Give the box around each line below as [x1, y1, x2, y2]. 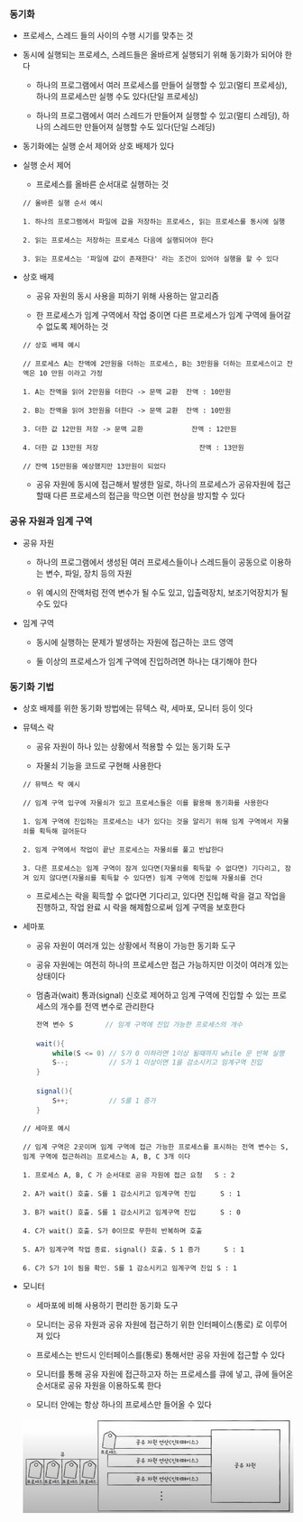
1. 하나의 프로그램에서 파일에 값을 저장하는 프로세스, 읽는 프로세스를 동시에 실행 [22, 217, 286, 226]
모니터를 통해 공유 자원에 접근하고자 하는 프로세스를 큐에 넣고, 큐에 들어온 [35, 1369, 294, 1379]
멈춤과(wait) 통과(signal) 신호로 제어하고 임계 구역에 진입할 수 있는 [35, 990, 271, 1001]
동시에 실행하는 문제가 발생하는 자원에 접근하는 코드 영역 [35, 636, 234, 647]
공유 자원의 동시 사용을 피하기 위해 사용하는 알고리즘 [35, 291, 219, 301]
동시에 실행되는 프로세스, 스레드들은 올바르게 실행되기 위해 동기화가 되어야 [22, 50, 283, 60]
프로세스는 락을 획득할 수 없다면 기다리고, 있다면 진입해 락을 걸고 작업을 [35, 890, 287, 901]
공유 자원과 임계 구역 [9, 515, 93, 528]
